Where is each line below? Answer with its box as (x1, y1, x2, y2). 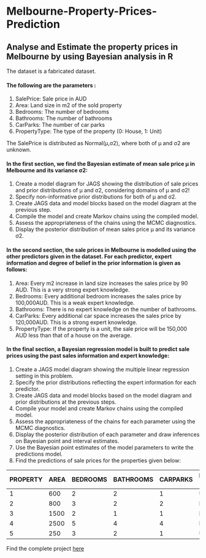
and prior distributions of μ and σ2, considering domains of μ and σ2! (15, 187, 190, 194)
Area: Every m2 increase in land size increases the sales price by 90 (15, 279, 188, 287)
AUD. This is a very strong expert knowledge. (15, 286, 130, 293)
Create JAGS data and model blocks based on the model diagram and (15, 391, 192, 399)
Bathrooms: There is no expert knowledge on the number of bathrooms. (15, 305, 197, 313)
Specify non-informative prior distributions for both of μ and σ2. (15, 193, 177, 200)
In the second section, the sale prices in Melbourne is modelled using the (6, 246, 196, 254)
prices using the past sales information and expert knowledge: (6, 352, 170, 360)
